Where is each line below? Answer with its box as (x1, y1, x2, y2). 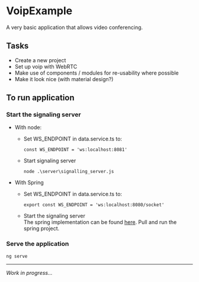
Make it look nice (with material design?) (14, 75, 114, 82)
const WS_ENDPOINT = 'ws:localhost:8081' (23, 147, 127, 153)
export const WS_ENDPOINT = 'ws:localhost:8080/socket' (23, 202, 165, 208)
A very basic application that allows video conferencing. (6, 24, 143, 31)
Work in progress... (6, 269, 53, 276)
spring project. (23, 225, 60, 232)
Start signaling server (23, 157, 76, 164)
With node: (14, 124, 42, 131)
